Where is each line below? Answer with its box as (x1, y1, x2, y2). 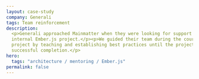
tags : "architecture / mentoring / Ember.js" (11, 58, 126, 64)
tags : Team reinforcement (6, 20, 70, 26)
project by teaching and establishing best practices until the (11, 42, 174, 48)
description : (6, 25, 38, 31)
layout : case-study (6, 8, 54, 15)
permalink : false (6, 64, 49, 70)
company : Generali (6, 14, 52, 20)
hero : (6, 53, 20, 59)
